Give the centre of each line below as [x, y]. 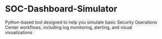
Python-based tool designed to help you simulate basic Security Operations [81, 22]
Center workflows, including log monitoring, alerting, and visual [69, 27]
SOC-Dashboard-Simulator [61, 9]
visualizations [19, 32]
